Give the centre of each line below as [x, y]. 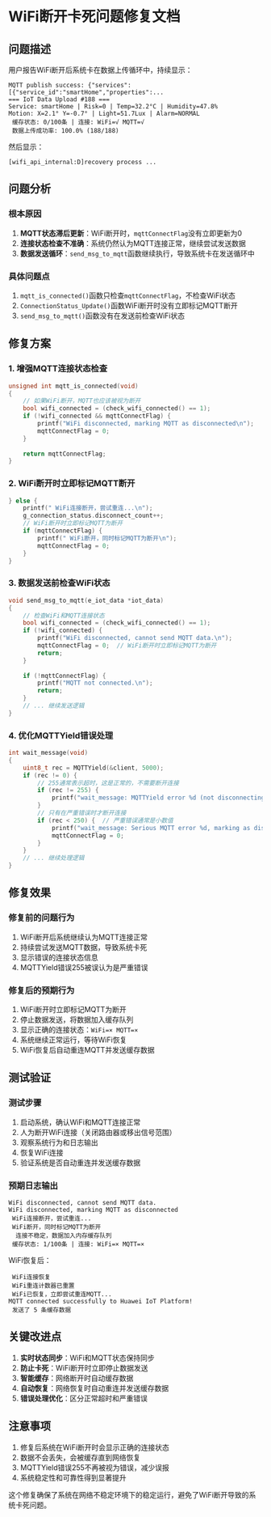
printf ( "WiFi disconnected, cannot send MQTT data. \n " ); [135, 638]
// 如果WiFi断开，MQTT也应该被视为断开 [82, 401]
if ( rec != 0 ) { [50, 775]
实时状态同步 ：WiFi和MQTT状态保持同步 [87, 1358]
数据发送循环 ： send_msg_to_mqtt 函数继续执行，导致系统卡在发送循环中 [138, 253]
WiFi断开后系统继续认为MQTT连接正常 [83, 937]
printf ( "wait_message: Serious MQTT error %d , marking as [151, 828]
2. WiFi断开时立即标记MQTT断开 [72, 484]
